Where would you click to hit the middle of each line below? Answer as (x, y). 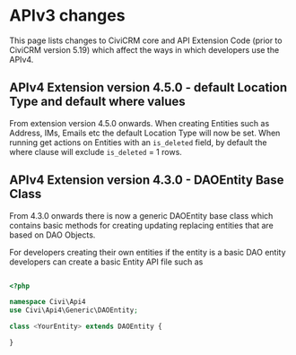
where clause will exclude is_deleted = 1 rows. (96, 152)
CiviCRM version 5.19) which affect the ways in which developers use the (144, 49)
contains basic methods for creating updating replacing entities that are (141, 225)
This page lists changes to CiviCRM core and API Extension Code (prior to (146, 40)
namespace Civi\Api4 (48, 302)
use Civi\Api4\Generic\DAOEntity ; (74, 310)
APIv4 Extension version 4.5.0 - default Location (148, 87)
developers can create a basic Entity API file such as (106, 262)
